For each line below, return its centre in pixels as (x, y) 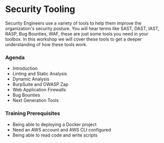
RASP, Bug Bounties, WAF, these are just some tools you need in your (77, 34)
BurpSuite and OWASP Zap (40, 84)
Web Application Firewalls (39, 90)
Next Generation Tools (35, 100)
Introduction (25, 68)
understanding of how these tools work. (46, 44)
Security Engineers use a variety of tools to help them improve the (73, 23)
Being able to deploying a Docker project (54, 124)
